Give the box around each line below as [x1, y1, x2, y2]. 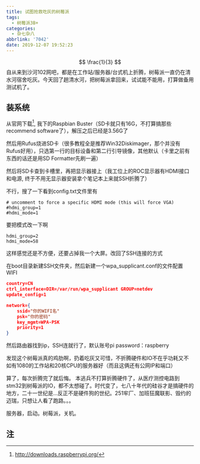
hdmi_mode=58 [6, 238, 39, 245]
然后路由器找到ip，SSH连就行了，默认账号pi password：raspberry [6, 342, 170, 349]
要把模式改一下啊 [6, 222, 48, 229]
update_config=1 [6, 292, 46, 298]
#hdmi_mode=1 [6, 210, 39, 216]
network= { [6, 302, 31, 308]
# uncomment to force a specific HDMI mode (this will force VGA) [6, 199, 174, 206]
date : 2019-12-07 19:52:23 [6, 42, 73, 48]
